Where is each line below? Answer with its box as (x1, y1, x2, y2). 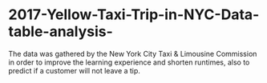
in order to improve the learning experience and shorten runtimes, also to (8, 57, 250, 67)
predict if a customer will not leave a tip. (8, 65, 140, 75)
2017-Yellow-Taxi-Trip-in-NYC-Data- (8, 6, 260, 24)
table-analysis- (8, 22, 114, 41)
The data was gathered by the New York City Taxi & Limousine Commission (8, 49, 257, 58)
